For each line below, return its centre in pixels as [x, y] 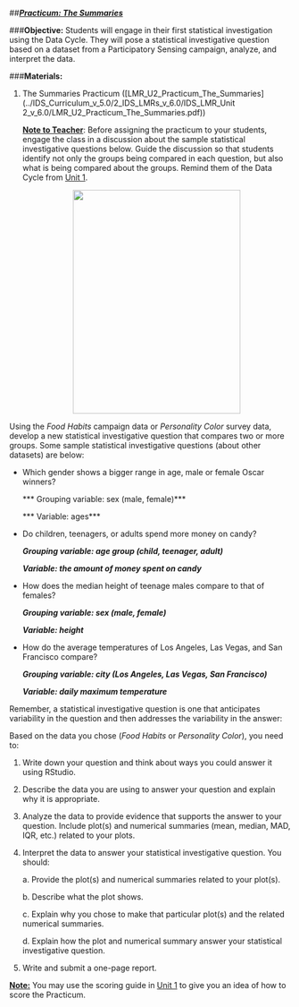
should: [36, 862]
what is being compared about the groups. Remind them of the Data [147, 168]
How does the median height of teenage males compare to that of [143, 586]
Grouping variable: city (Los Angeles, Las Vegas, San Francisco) [145, 674]
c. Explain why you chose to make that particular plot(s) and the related [154, 914]
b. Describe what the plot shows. [83, 897]
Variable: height [53, 630]
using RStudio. [49, 772]
